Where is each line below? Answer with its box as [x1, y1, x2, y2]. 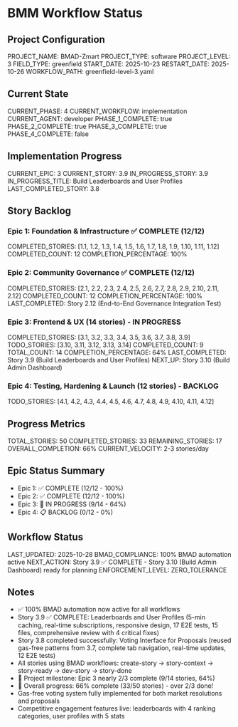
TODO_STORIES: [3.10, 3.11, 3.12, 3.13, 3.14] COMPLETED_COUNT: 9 [7, 340, 204, 349]
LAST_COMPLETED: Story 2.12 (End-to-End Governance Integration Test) [7, 299, 222, 308]
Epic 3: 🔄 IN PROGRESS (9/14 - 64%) [17, 500, 126, 508]
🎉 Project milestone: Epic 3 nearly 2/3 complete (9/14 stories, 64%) [17, 674, 215, 683]
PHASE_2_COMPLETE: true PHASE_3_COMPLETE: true [7, 122, 167, 130]
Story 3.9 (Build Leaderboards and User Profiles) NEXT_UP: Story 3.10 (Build [7, 355, 230, 364]
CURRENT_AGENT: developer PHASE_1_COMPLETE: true [7, 114, 173, 122]
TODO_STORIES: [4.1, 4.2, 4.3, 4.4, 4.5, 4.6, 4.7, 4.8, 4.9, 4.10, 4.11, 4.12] [7, 397, 215, 406]
